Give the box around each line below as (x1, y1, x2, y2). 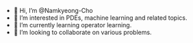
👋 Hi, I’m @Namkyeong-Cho (13, 7, 94, 14)
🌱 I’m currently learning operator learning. (13, 21, 132, 29)
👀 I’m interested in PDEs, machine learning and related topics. (13, 14, 188, 22)
